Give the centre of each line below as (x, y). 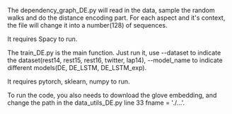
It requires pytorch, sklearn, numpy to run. (69, 81)
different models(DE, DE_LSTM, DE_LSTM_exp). (77, 68)
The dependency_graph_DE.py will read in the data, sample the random (111, 10)
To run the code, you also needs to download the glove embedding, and (112, 95)
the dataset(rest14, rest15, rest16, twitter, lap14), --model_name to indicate (115, 60)
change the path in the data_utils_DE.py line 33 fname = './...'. (96, 103)
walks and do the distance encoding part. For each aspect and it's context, (116, 18)
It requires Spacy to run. (42, 39)
